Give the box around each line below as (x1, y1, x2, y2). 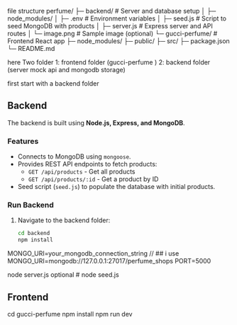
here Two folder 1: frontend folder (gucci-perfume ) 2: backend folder (7, 58, 211, 67)
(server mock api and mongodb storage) (7, 66, 126, 74)
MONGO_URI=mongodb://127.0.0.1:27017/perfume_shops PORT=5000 (7, 257, 211, 266)
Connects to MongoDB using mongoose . (17, 152, 131, 161)
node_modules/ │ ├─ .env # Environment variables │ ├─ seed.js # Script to (7, 14, 227, 23)
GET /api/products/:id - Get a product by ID (28, 175, 159, 183)
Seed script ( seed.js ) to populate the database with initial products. (17, 183, 216, 191)
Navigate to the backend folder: (17, 216, 111, 224)
